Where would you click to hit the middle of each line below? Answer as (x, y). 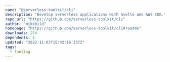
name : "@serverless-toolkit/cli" (40, 10)
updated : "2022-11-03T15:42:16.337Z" (45, 42)
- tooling (20, 51)
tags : (11, 47)
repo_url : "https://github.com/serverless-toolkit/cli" (65, 19)
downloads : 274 (21, 33)
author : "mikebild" (26, 24)
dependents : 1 (20, 38)
